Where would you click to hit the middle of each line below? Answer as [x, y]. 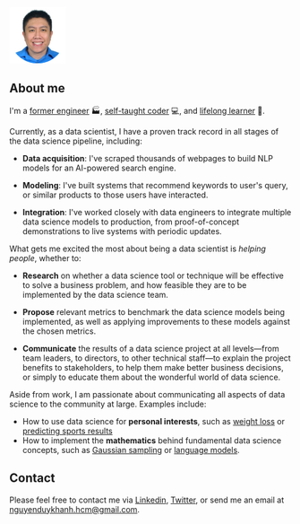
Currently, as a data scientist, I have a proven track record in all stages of [144, 131]
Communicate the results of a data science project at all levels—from [150, 348]
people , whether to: [46, 258]
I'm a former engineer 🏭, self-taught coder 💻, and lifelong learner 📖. [137, 110]
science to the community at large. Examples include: [108, 404]
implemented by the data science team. [95, 294]
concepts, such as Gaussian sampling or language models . [131, 450]
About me [37, 88]
